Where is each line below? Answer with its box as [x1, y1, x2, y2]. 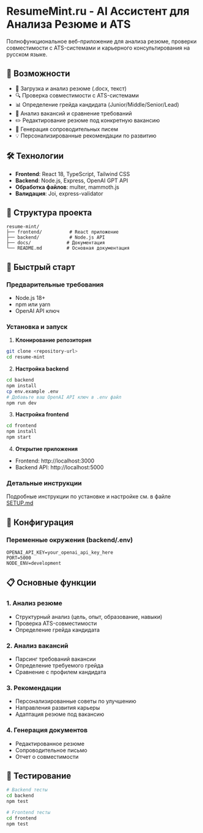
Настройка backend [15, 365, 69, 372]
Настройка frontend [15, 411, 69, 418]
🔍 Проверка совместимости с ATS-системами [15, 91, 139, 99]
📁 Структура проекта [6, 207, 92, 218]
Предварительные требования [6, 280, 104, 289]
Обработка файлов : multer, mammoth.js [15, 183, 119, 191]
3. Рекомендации [6, 684, 62, 692]
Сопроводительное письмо [15, 747, 87, 754]
